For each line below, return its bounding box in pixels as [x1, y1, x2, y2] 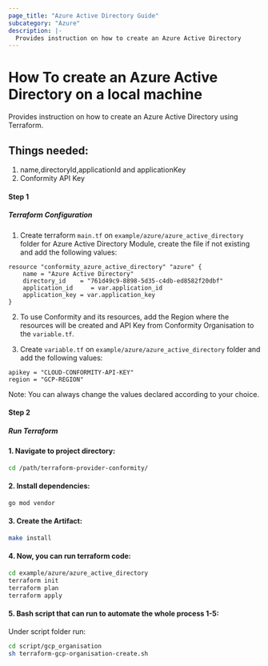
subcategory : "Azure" [8, 19, 81, 27]
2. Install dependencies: [8, 481, 90, 491]
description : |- [8, 26, 62, 34]
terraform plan [8, 584, 59, 592]
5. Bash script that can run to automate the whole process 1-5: [8, 609, 219, 619]
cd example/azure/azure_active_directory [8, 569, 149, 577]
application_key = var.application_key [22, 291, 156, 299]
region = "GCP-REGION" [8, 375, 84, 383]
